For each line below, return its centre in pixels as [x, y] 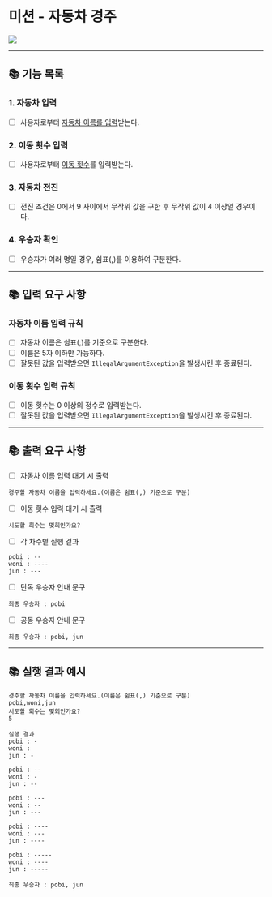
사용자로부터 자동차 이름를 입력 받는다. [80, 122]
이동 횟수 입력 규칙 [42, 386]
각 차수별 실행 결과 [49, 541]
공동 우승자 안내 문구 [53, 620]
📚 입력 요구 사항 [47, 295]
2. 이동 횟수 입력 [38, 145]
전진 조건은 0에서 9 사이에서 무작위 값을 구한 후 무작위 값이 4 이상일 [127, 207]
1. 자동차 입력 [33, 103]
